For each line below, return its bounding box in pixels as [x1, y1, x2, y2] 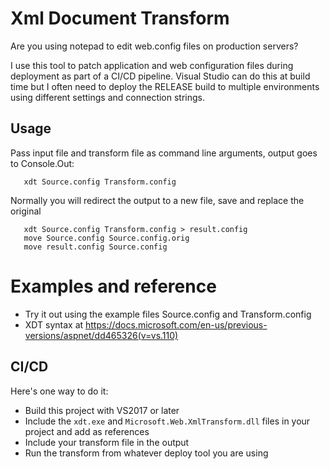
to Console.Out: [10, 157, 75, 169]
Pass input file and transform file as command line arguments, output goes [10, 147, 318, 159]
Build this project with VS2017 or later [24, 404, 180, 416]
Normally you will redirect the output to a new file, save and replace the [10, 194, 305, 206]
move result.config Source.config [23, 242, 168, 252]
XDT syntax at [24, 318, 84, 331]
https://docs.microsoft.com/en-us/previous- [85, 318, 268, 331]
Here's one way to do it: [10, 385, 109, 397]
